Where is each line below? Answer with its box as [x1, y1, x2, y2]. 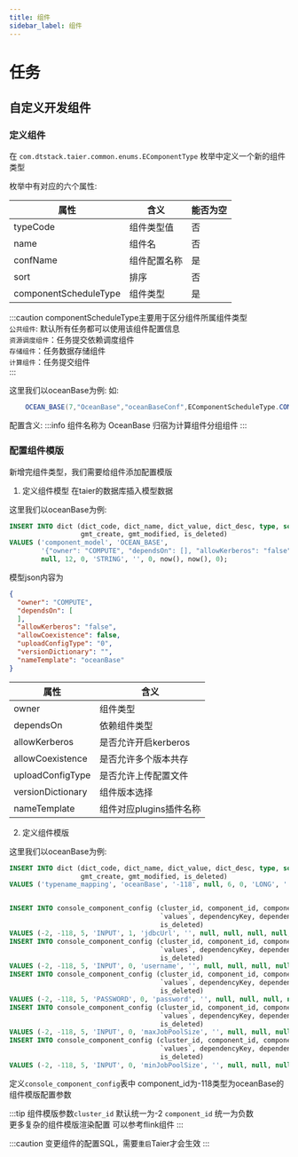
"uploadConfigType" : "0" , [17, 639, 114, 648]
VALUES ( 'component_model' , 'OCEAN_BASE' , [9, 538, 169, 547]
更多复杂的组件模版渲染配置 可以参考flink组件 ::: [9, 1119, 184, 1129]
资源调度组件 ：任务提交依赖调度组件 [9, 335, 135, 345]
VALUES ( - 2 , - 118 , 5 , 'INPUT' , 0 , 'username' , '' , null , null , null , [9, 962, 272, 971]
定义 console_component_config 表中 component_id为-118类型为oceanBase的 [9, 1078, 285, 1089]
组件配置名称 [129, 255, 184, 267]
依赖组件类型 [98, 719, 153, 732]
